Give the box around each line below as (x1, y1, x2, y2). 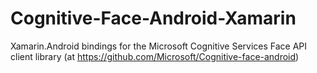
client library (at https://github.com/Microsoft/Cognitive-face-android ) (10, 50, 300, 62)
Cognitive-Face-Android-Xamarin (10, 7, 297, 30)
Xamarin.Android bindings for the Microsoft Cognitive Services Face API (10, 40, 308, 52)
